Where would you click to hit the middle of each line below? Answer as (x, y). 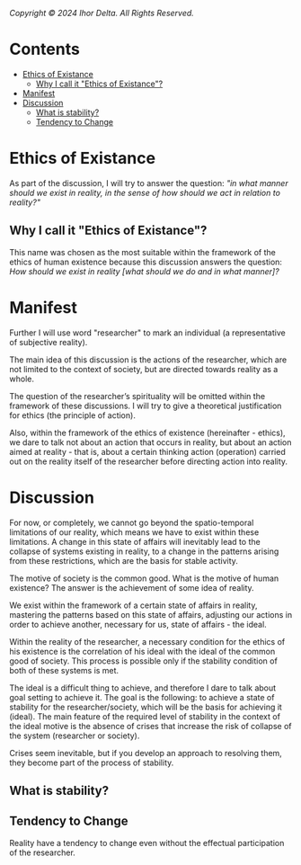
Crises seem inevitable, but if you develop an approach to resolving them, (146, 753)
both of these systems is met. (64, 670)
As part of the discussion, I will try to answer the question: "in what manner (149, 183)
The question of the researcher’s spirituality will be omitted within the (137, 396)
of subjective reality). (49, 342)
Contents (45, 49)
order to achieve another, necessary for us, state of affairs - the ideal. (138, 624)
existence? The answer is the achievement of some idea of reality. (132, 587)
